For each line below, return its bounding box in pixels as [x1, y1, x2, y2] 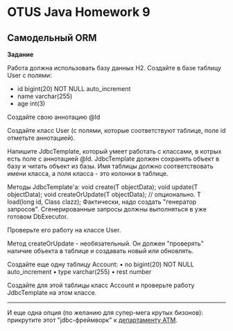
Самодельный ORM [7, 32, 97, 44]
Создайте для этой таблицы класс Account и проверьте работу [7, 281, 195, 289]
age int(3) [17, 99, 46, 108]
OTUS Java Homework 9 [7, 4, 150, 20]
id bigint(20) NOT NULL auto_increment [17, 85, 131, 92]
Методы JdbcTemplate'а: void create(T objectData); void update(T [7, 183, 198, 191]
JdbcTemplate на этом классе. [7, 289, 97, 296]
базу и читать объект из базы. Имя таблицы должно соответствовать [7, 162, 214, 170]
